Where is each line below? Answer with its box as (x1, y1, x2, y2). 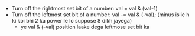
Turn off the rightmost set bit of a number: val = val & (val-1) (11, 5, 158, 12)
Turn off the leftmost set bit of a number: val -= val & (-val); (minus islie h (11, 11, 190, 18)
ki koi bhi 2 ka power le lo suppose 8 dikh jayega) (11, 17, 132, 24)
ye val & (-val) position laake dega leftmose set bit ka (20, 23, 149, 30)
